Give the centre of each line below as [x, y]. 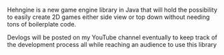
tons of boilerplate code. [42, 24]
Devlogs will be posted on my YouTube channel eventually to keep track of [112, 37]
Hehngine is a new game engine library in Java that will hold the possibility [112, 10]
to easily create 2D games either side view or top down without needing [109, 17]
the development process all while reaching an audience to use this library [112, 44]
